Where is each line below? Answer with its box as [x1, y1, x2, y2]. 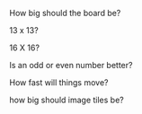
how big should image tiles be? [9, 94, 124, 105]
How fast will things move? [9, 77, 109, 88]
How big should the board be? [9, 8, 121, 18]
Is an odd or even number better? [9, 60, 133, 70]
